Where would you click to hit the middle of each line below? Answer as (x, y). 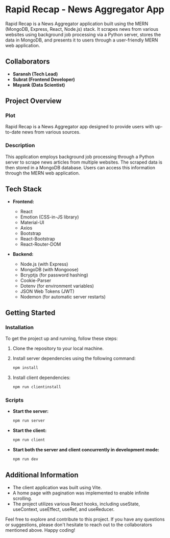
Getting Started (30, 313)
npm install (25, 368)
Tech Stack (23, 189)
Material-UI (32, 222)
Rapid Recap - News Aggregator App (85, 9)
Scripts (15, 400)
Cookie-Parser (36, 280)
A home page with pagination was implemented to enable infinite (81, 493)
